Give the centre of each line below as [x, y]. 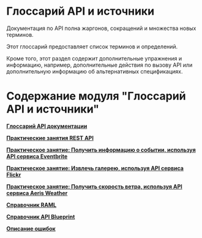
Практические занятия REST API [50, 138]
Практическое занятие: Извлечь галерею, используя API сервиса [95, 168]
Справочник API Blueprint [41, 217]
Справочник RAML [32, 205]
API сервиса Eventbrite [37, 156]
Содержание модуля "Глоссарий [96, 96]
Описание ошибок [31, 228]
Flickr [14, 174]
